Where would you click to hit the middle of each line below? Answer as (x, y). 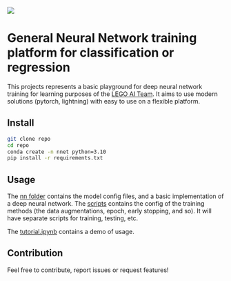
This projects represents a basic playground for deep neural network (105, 86)
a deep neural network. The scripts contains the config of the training (106, 204)
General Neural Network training (102, 38)
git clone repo (29, 139)
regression (39, 67)
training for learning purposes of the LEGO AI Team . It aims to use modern (113, 94)
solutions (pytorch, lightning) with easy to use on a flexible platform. (104, 101)
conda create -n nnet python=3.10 (57, 152)
